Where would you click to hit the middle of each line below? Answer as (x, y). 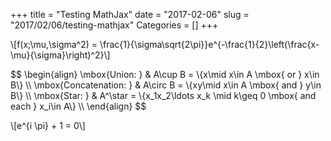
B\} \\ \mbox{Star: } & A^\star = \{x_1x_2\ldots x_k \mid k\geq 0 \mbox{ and (163, 95)
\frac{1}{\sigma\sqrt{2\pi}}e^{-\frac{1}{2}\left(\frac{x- (209, 44)
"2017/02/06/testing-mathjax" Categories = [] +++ (114, 25)
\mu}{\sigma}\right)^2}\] (60, 55)
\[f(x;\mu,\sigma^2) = (54, 44)
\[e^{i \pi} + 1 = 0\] (48, 125)
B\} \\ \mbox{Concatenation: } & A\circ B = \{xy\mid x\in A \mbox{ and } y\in (166, 85)
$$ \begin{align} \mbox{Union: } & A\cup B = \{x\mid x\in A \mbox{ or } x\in (165, 74)
